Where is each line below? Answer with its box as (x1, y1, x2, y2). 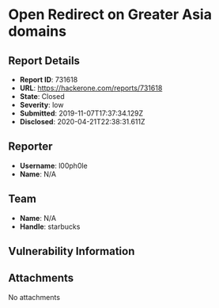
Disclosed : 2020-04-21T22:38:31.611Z (19, 117, 145, 126)
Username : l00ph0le (19, 161, 89, 170)
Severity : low (19, 101, 64, 109)
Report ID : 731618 (19, 75, 78, 84)
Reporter (8, 140, 53, 154)
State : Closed (19, 92, 65, 101)
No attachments (8, 292, 61, 302)
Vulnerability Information (8, 245, 135, 258)
